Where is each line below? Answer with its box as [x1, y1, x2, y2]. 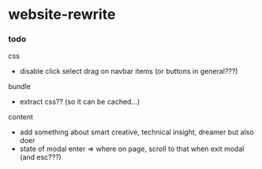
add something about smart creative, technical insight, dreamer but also [19, 127, 254, 137]
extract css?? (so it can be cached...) [19, 97, 140, 107]
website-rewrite [8, 6, 116, 24]
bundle [8, 82, 32, 91]
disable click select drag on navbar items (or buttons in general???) [19, 67, 238, 76]
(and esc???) [19, 152, 62, 162]
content [8, 112, 34, 122]
